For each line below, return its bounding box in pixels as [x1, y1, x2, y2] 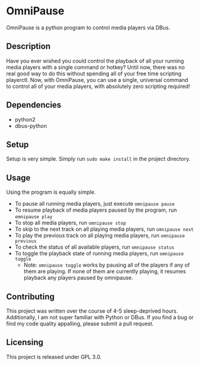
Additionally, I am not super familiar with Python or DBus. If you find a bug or [6, 314, 194, 321]
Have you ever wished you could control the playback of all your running [6, 57, 185, 64]
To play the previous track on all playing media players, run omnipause [14, 232, 185, 239]
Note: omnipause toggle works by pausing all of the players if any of [23, 261, 190, 269]
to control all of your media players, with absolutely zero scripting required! [6, 83, 190, 90]
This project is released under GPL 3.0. [6, 353, 102, 360]
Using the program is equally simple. [6, 188, 96, 196]
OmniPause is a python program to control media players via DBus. [6, 24, 171, 31]
